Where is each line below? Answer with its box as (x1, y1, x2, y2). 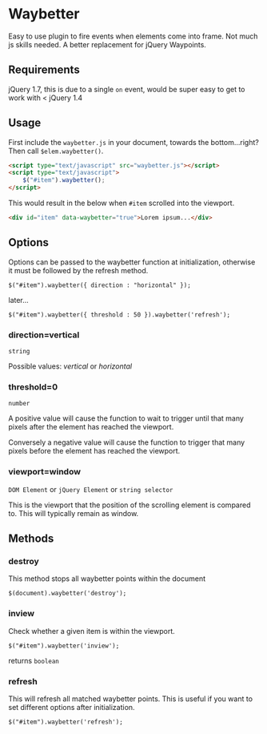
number (8, 400, 30, 408)
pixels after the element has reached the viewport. (8, 422, 174, 432)
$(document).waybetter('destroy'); (8, 590, 127, 598)
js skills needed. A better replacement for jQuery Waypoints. (8, 39, 206, 49)
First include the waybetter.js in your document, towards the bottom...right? (8, 137, 260, 147)
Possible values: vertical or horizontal (8, 361, 133, 371)
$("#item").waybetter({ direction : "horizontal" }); (8, 281, 192, 289)
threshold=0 (8, 381, 58, 393)
